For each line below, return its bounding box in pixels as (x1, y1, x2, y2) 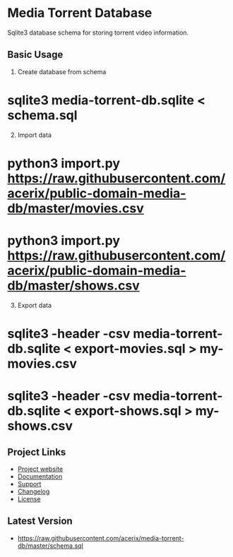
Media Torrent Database (7, 5, 153, 21)
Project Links (7, 446, 66, 458)
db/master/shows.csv (7, 277, 140, 294)
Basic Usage (7, 49, 64, 61)
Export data (17, 301, 52, 309)
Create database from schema (17, 67, 107, 76)
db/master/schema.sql (17, 541, 83, 550)
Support (17, 480, 42, 488)
